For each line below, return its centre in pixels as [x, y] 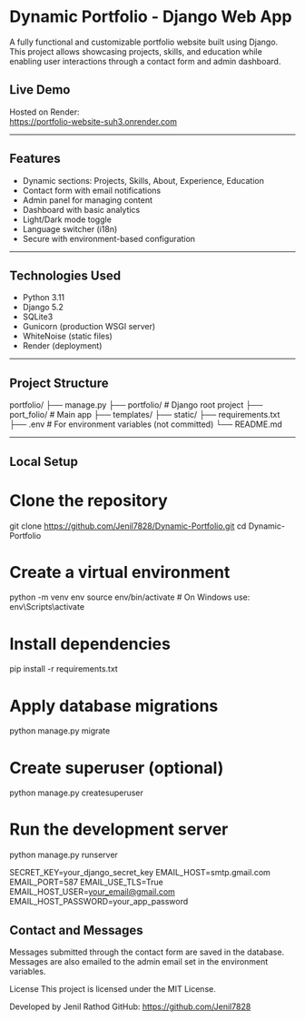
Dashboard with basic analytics [81, 209]
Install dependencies [90, 644]
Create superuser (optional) [117, 768]
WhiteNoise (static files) [68, 336]
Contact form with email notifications [92, 190]
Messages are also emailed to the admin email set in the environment [139, 962]
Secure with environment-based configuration [109, 238]
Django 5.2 [43, 308]
